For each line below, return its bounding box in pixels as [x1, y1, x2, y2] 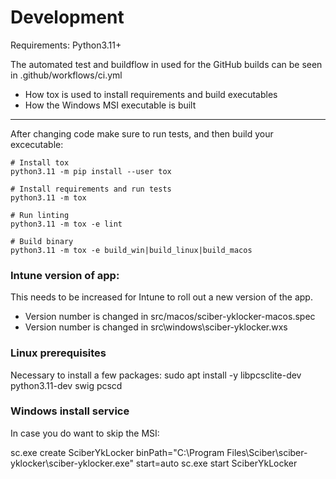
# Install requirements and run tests [10, 184, 172, 194]
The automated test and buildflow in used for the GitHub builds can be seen [10, 58, 323, 70]
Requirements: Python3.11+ [10, 39, 122, 51]
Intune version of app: [10, 268, 120, 282]
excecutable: [10, 138, 64, 150]
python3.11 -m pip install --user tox [10, 166, 172, 176]
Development [10, 6, 125, 29]
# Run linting [10, 210, 70, 220]
